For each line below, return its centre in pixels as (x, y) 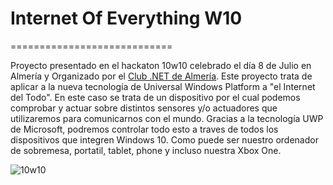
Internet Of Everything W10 (126, 18)
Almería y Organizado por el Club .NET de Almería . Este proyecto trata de (161, 76)
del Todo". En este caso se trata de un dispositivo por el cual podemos (155, 97)
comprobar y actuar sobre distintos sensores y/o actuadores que (144, 108)
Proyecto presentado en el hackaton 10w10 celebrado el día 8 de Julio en (161, 65)
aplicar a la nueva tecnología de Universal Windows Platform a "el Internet (163, 86)
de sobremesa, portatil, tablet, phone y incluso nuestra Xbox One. (146, 150)
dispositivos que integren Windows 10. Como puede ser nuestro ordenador (164, 139)
